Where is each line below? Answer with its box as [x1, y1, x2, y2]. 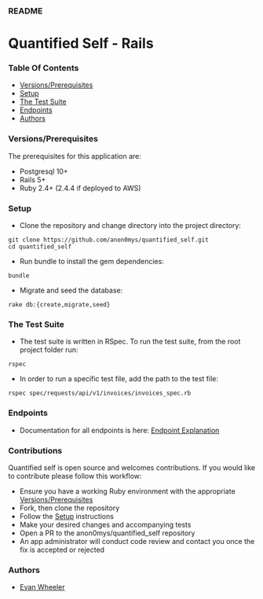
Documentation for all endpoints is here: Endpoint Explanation [19, 425, 220, 435]
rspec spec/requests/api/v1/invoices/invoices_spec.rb [8, 389, 192, 398]
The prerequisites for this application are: [8, 151, 141, 160]
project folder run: [19, 345, 79, 355]
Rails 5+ [19, 175, 46, 184]
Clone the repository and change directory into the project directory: [19, 221, 242, 230]
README [8, 6, 43, 17]
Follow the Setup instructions [19, 511, 114, 520]
